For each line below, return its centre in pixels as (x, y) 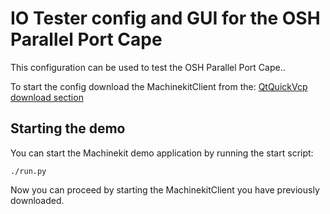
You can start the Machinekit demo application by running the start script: (162, 153)
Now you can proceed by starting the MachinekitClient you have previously (165, 189)
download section (47, 97)
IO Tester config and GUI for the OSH (165, 18)
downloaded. (37, 200)
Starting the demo (68, 128)
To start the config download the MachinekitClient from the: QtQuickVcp (159, 86)
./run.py (28, 171)
